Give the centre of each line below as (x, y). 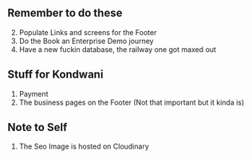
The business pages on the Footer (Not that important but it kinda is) (132, 102)
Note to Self (37, 127)
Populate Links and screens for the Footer (88, 32)
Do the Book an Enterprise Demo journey (86, 41)
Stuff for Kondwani (55, 75)
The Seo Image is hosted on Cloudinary (84, 146)
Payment (33, 93)
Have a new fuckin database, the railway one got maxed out (118, 49)
